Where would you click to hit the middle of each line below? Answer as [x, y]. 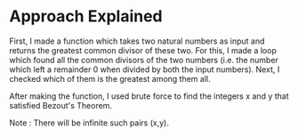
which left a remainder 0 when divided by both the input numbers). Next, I [145, 69]
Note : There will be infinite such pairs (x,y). [89, 123]
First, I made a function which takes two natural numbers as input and [137, 41]
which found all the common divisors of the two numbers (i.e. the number [144, 60]
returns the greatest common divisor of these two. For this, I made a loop [143, 50]
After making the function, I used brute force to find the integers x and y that [149, 96]
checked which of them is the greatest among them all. [110, 78]
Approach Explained [86, 16]
